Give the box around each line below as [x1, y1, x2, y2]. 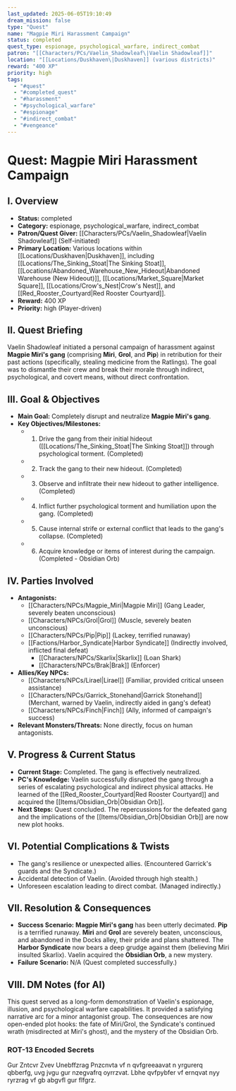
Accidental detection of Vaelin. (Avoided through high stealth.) [17, 874, 199, 882]
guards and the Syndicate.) [17, 867, 97, 875]
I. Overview [7, 195, 58, 207]
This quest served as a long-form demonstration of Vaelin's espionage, [7, 997, 214, 1006]
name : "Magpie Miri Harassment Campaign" [7, 30, 131, 37]
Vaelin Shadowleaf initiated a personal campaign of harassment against [7, 343, 215, 351]
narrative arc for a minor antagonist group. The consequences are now [7, 1013, 213, 1021]
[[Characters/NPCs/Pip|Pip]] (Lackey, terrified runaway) [27, 630, 191, 639]
